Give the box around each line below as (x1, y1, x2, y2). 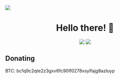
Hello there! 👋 (56, 22, 114, 34)
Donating (5, 54, 35, 63)
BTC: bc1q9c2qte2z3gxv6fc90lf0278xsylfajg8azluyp (5, 67, 115, 73)
